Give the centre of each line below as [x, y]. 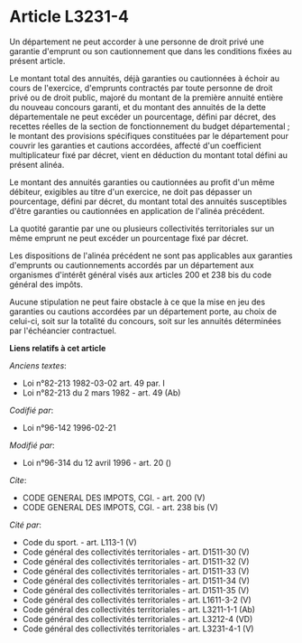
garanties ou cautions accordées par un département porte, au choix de [143, 311]
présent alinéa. [37, 164]
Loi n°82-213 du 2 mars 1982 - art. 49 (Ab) [101, 392]
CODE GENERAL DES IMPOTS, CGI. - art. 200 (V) [114, 498]
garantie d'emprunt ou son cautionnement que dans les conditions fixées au [151, 51]
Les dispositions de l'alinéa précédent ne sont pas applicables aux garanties [151, 256]
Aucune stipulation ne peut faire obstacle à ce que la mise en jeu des [137, 302]
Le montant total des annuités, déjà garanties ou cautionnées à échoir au [145, 78]
